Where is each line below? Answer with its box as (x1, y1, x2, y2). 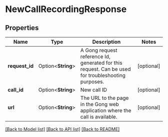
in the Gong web (80, 101, 119, 107)
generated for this (80, 59, 122, 66)
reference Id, (80, 53, 111, 60)
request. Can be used (80, 66, 131, 72)
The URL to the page (80, 94, 129, 101)
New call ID (80, 86, 107, 93)
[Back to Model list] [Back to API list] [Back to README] (5, 126, 120, 132)
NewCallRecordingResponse (5, 4, 127, 15)
